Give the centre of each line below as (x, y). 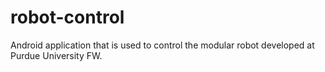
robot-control (67, 17)
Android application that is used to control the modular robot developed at (162, 45)
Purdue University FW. (56, 55)
